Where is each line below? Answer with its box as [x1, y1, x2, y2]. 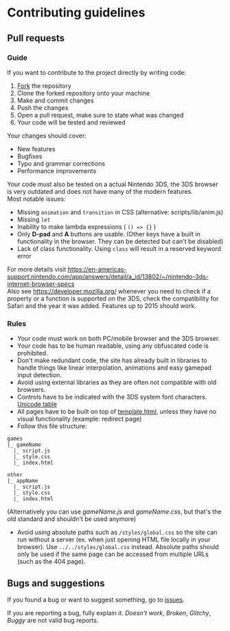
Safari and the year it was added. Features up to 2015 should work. [7, 301, 197, 310]
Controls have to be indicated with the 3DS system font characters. [16, 393, 207, 401]
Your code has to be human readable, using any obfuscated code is [16, 342, 209, 350]
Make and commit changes [16, 96, 94, 104]
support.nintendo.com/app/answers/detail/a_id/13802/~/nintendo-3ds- [7, 272, 209, 280]
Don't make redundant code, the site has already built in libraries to [16, 356, 207, 365]
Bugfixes [16, 152, 43, 160]
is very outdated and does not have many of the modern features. [7, 187, 194, 195]
